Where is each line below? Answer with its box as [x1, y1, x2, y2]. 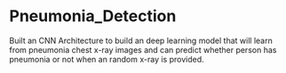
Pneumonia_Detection [9, 6, 177, 26]
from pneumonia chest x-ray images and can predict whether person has [9, 44, 277, 55]
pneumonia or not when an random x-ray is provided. [9, 54, 204, 64]
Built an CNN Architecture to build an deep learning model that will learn [9, 35, 273, 46]
